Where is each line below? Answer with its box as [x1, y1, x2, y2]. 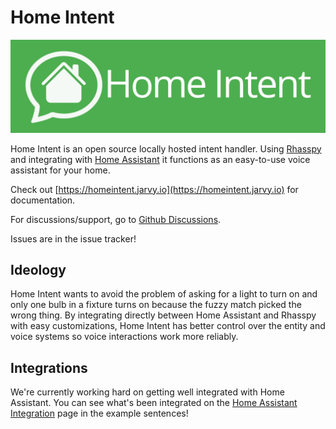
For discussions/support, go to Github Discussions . [10, 213, 222, 225]
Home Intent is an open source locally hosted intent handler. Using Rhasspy [10, 142, 322, 155]
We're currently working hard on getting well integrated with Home [10, 386, 285, 398]
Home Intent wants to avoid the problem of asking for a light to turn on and [10, 288, 318, 300]
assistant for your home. [10, 164, 111, 176]
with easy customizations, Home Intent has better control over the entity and [10, 320, 326, 332]
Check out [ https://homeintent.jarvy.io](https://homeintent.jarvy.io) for [10, 183, 299, 195]
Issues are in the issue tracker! [10, 232, 137, 245]
